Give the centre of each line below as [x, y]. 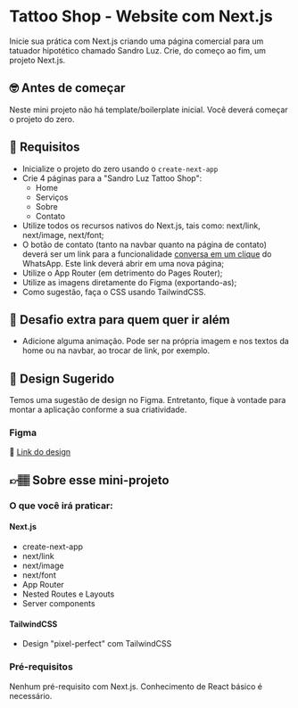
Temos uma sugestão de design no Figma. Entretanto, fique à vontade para [148, 400]
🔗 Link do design [40, 452]
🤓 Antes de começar [67, 88]
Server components [58, 603]
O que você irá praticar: [61, 506]
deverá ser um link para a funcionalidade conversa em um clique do [147, 254]
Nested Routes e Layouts [68, 594]
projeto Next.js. [37, 60]
